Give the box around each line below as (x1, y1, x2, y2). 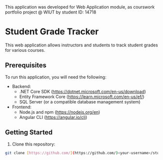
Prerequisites (5, 61, 47, 70)
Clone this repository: (12, 141, 55, 147)
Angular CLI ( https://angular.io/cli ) (19, 114, 87, 120)
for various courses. (5, 47, 45, 53)
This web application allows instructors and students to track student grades (5, 42, 158, 48)
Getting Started (5, 128, 53, 137)
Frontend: (12, 104, 32, 110)
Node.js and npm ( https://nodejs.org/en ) (19, 109, 100, 115)
